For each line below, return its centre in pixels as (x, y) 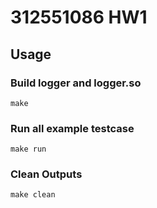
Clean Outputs (46, 174)
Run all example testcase (72, 128)
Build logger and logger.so (76, 83)
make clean (33, 195)
